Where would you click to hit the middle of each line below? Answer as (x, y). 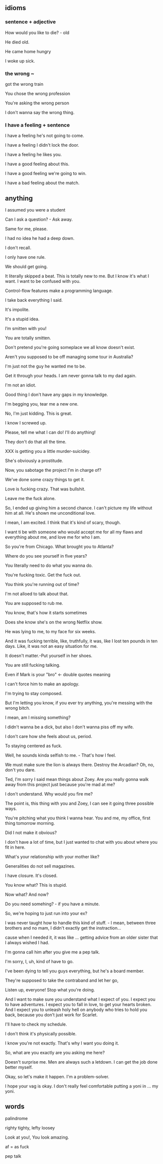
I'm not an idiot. (21, 385)
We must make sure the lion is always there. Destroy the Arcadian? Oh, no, (80, 765)
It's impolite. (18, 310)
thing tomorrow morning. (30, 823)
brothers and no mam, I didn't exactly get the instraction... (63, 928)
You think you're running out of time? (42, 584)
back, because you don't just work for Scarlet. (52, 1015)
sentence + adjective (30, 22)
